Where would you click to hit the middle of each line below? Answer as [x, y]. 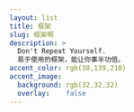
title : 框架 [30, 26]
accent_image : [36, 77]
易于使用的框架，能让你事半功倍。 [71, 60]
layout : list [34, 18]
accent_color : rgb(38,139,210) [68, 69]
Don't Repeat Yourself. [62, 51]
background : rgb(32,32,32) [68, 85]
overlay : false [52, 93]
